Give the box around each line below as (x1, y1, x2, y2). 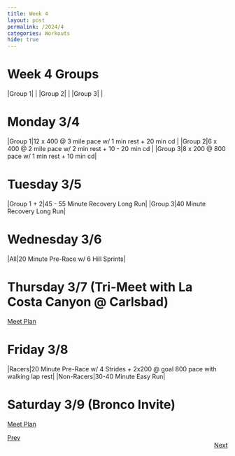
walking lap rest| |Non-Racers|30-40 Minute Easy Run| (7, 372, 166, 380)
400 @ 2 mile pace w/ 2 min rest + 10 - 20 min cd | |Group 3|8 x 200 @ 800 (7, 145, 226, 152)
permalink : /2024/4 (7, 23, 64, 30)
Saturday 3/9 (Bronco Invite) (7, 397, 176, 413)
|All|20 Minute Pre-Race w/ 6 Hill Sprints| (7, 255, 126, 263)
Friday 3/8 (7, 342, 69, 357)
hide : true (7, 36, 39, 43)
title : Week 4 (7, 10, 49, 17)
